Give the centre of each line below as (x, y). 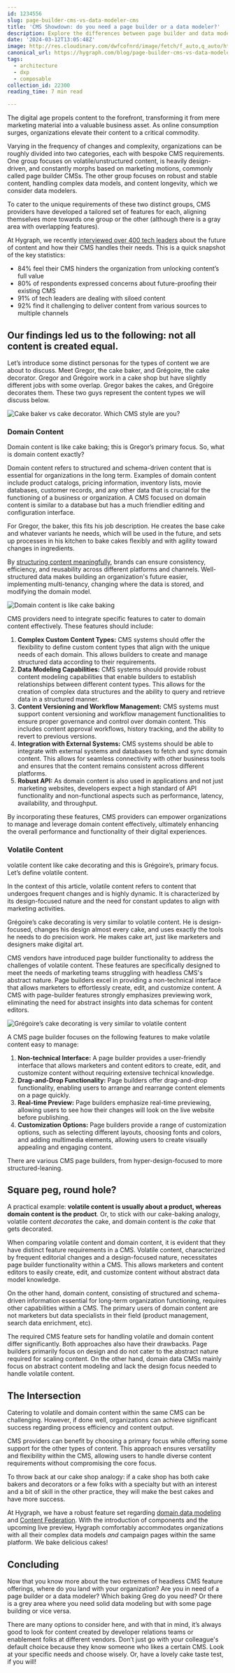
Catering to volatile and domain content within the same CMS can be (106, 1413)
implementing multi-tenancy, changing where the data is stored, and (106, 584)
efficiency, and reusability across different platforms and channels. (104, 569)
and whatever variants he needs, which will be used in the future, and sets (114, 534)
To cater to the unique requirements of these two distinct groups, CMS (109, 204)
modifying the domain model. (50, 592)
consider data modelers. (42, 191)
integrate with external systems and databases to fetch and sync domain (122, 751)
